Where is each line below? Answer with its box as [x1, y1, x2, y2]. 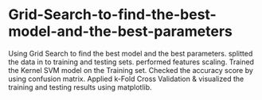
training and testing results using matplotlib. [8, 82, 153, 92]
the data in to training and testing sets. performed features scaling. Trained [8, 57, 255, 67]
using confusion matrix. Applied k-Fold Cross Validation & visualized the [8, 74, 244, 83]
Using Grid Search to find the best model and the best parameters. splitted [8, 48, 253, 58]
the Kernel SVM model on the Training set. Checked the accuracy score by [8, 65, 253, 75]
